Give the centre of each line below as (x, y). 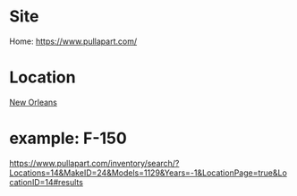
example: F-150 (68, 138)
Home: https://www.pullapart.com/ (73, 41)
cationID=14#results (46, 182)
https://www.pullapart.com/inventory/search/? (94, 163)
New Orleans (34, 102)
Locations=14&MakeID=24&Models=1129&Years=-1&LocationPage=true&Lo (148, 173)
